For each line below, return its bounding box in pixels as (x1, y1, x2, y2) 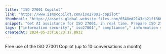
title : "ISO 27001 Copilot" (5, 7, 63, 12)
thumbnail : (5, 16, 28, 21)
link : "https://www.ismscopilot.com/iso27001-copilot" (5, 12, 121, 17)
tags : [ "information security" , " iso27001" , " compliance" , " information (5, 26, 158, 30)
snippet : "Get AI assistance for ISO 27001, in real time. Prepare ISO (5, 21, 156, 26)
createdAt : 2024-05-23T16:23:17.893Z (5, 30, 83, 35)
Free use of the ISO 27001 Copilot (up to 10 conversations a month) (5, 44, 142, 49)
